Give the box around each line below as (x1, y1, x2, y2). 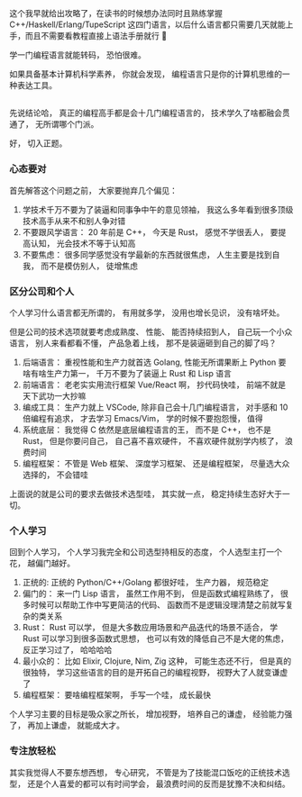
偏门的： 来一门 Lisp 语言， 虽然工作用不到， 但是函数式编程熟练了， (22, 588, 279, 599)
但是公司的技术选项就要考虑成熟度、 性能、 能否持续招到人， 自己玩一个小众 (9, 326, 293, 337)
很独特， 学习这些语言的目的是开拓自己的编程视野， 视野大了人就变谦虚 (22, 667, 288, 678)
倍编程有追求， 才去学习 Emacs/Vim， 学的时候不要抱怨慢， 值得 (22, 412, 263, 423)
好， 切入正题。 (9, 138, 68, 149)
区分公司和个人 (9, 285, 75, 297)
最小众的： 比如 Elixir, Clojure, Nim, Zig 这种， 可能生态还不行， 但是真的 (22, 656, 291, 666)
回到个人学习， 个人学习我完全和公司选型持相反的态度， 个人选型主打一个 (9, 547, 282, 557)
